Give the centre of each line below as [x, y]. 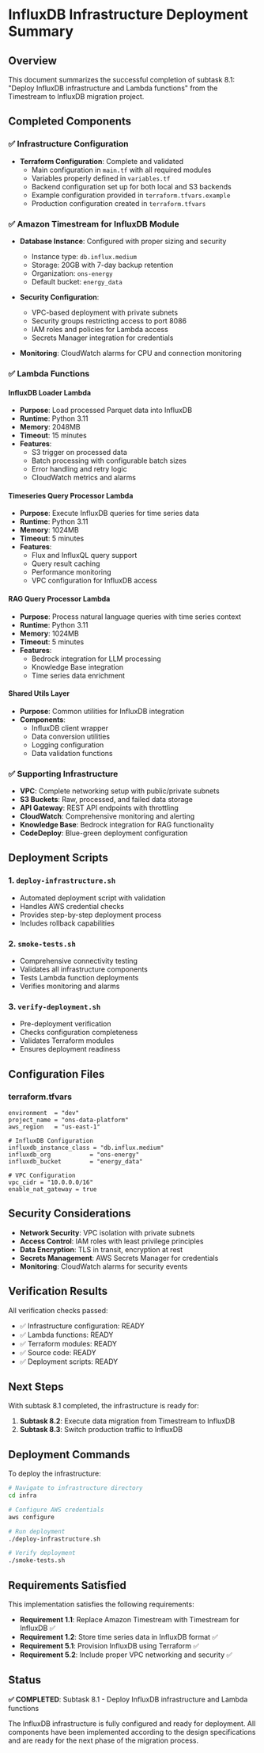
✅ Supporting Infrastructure [63, 773]
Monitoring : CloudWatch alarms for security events [104, 1266]
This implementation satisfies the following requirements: [102, 1604]
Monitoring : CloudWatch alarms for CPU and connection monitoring [131, 353]
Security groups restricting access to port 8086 [109, 321]
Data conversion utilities [71, 736]
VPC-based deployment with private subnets [105, 312]
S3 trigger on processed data [79, 453]
